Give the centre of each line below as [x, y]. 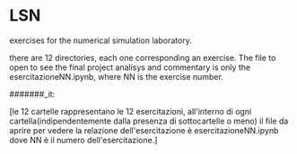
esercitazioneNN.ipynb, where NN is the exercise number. [117, 76]
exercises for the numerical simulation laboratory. [101, 40]
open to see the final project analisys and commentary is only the [130, 67]
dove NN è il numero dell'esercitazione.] [83, 140]
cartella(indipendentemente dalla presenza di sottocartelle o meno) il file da [149, 121]
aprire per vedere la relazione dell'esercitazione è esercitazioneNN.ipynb [144, 130]
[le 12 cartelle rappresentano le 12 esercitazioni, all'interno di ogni [131, 111]
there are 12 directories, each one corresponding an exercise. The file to [143, 57]
